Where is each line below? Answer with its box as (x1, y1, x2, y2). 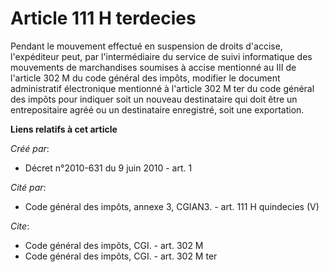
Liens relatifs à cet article (10, 123, 118, 135)
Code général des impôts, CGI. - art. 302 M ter (24, 250, 218, 262)
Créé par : (10, 142, 50, 154)
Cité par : (10, 181, 47, 193)
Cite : (10, 220, 30, 232)
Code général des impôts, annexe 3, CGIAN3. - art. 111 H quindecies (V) (24, 200, 320, 212)
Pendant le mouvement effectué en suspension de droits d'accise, (10, 40, 283, 52)
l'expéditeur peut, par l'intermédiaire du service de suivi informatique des (10, 50, 313, 62)
